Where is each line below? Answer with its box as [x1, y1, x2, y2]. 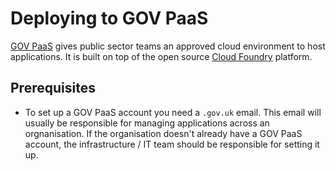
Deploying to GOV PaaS [10, 7, 209, 30]
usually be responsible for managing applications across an [24, 117, 270, 129]
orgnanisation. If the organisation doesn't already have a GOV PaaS [24, 127, 303, 139]
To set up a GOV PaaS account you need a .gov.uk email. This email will [24, 106, 322, 118]
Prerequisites [10, 80, 96, 97]
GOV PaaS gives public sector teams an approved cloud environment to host [10, 40, 326, 52]
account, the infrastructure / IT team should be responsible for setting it [24, 138, 320, 150]
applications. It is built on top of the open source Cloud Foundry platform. [10, 50, 313, 62]
